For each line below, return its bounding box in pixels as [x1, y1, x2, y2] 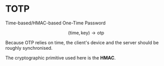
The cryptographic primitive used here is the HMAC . [5, 54, 116, 61]
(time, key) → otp [68, 29, 105, 36]
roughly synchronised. [5, 45, 53, 51]
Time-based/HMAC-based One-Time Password [5, 20, 106, 26]
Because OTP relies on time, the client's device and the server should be [5, 39, 159, 46]
